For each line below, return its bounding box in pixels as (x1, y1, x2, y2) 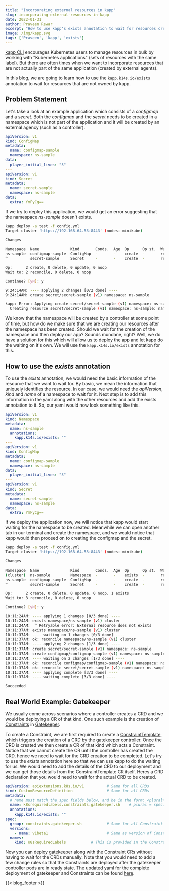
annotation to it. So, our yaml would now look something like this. (5, 402, 140, 408)
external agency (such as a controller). (5, 124, 86, 130)
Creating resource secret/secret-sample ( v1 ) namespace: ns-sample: (10, 306, 156, 311)
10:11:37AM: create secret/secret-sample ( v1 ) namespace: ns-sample (5, 646, 152, 652)
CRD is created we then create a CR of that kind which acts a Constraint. (5, 742, 156, 748)
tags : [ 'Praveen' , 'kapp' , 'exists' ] (5, 36, 84, 41)
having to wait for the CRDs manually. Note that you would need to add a (5, 854, 156, 860)
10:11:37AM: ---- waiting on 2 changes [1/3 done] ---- (5, 656, 125, 661)
